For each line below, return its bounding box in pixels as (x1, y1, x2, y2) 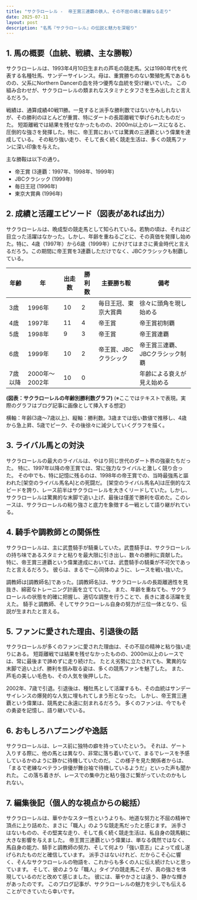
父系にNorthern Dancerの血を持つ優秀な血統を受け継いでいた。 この (21, 80, 187, 87)
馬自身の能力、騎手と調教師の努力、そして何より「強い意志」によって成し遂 (6, 844, 191, 851)
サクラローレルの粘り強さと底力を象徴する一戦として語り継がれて (26, 501, 186, 508)
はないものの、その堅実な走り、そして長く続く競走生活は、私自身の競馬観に (6, 829, 191, 836)
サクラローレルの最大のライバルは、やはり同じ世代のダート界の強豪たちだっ (6, 457, 191, 464)
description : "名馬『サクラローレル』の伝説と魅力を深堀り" (6, 25, 138, 31)
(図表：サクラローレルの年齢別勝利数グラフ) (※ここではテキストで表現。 (6, 394, 181, 402)
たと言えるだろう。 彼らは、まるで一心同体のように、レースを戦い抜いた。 (6, 566, 186, 573)
